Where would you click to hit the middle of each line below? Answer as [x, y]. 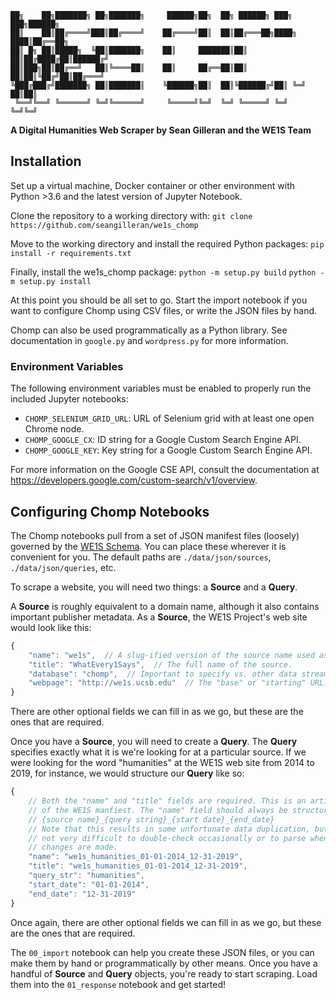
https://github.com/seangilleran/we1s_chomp [104, 225]
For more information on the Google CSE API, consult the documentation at [165, 470]
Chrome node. [54, 429]
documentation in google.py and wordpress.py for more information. [149, 340]
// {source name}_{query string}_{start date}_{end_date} [151, 819]
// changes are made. [73, 847]
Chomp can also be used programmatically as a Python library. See [149, 330]
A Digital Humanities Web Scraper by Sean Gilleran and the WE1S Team [161, 130]
